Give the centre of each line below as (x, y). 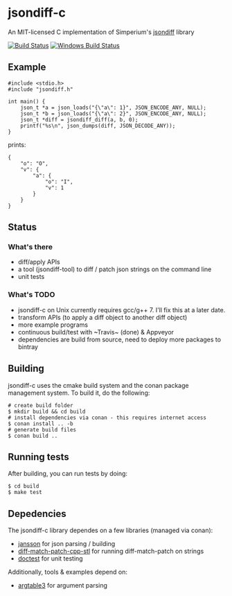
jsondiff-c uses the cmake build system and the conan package (98, 385)
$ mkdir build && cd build (47, 411)
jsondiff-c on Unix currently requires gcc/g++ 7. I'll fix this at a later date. (122, 309)
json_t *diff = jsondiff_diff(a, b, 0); (79, 119)
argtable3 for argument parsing (63, 586)
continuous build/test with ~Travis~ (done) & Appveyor (96, 332)
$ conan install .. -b (41, 424)
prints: (17, 144)
